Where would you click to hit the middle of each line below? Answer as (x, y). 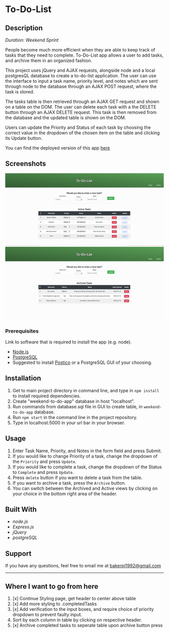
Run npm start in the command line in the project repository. (75, 417)
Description (24, 28)
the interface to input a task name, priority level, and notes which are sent (81, 81)
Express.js (23, 527)
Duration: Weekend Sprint (32, 40)
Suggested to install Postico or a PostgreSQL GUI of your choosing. (82, 362)
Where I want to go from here (52, 586)
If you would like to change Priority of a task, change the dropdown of (85, 456)
